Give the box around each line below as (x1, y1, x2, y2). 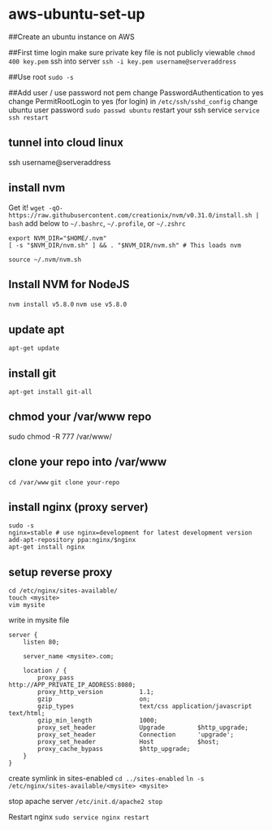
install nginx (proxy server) (8, 500, 149, 514)
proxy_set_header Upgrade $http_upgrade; (37, 723, 249, 732)
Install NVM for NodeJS (8, 277, 130, 291)
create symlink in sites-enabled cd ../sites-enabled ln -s (8, 774, 205, 784)
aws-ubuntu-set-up (8, 5, 145, 24)
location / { (23, 666, 67, 675)
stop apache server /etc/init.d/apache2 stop (8, 797, 163, 806)
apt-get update (8, 344, 60, 352)
